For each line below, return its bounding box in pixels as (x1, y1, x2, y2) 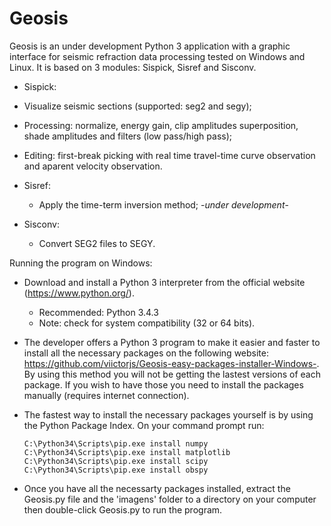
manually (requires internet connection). (23, 389, 190, 401)
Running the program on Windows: (9, 257, 153, 269)
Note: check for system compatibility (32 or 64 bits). (38, 317, 256, 329)
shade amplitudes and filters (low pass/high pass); (23, 130, 232, 142)
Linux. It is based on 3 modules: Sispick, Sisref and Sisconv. (9, 61, 257, 73)
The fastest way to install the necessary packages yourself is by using (23, 408, 314, 421)
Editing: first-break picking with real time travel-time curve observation (23, 149, 316, 161)
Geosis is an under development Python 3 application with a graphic (9, 40, 291, 52)
